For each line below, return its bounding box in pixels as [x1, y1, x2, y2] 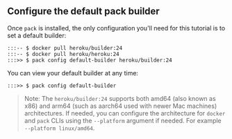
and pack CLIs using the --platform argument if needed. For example [24, 116, 222, 124]
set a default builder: [7, 31, 67, 39]
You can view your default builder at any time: [7, 68, 139, 77]
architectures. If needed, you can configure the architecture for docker [24, 109, 226, 117]
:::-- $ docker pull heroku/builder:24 [7, 44, 123, 51]
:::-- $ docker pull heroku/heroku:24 [7, 50, 119, 57]
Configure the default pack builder [7, 6, 160, 17]
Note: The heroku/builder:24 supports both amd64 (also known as [24, 94, 217, 102]
